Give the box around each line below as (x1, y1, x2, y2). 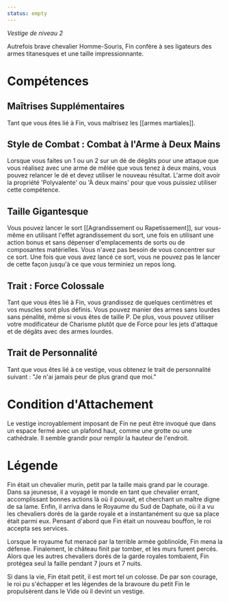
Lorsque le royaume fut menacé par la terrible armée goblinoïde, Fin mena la (7, 537, 224, 545)
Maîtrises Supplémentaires (7, 101, 125, 112)
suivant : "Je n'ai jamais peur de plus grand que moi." (7, 373, 157, 381)
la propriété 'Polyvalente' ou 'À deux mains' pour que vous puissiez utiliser (7, 179, 217, 187)
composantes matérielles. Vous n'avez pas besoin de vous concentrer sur (7, 246, 215, 254)
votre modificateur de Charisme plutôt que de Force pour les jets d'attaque (7, 320, 218, 329)
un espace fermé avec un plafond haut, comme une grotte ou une (7, 426, 193, 435)
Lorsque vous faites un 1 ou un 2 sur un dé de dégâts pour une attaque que (7, 157, 219, 165)
